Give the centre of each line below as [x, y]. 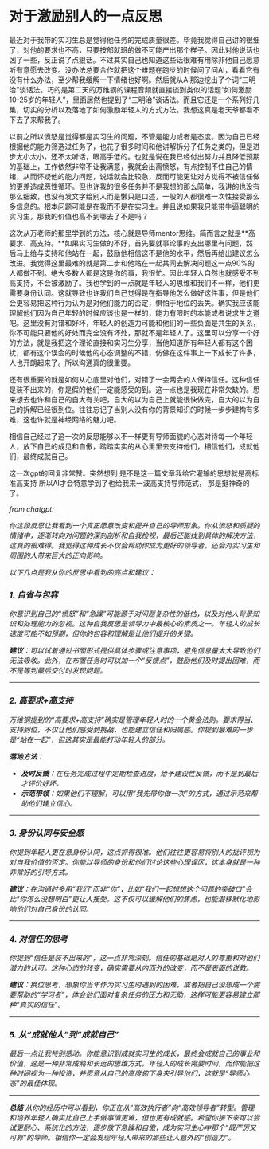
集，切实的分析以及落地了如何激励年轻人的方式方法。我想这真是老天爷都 [127, 109]
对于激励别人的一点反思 [86, 16]
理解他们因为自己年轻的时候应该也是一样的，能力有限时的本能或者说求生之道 [134, 312]
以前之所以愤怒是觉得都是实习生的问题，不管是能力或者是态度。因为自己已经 [134, 136]
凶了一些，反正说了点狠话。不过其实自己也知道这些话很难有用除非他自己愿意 [134, 60]
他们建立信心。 [52, 803]
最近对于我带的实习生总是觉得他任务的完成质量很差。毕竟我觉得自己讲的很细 [134, 40]
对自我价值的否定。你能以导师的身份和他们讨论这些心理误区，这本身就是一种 [134, 862]
